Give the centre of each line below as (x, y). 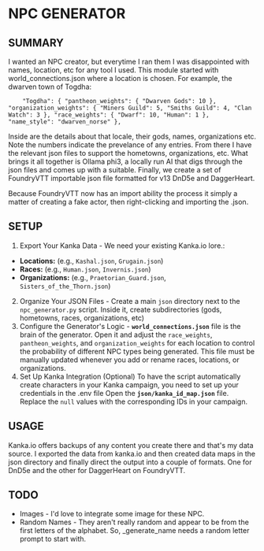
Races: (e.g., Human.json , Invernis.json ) (85, 269)
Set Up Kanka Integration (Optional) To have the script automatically (130, 376)
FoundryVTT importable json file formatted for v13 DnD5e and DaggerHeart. (132, 178)
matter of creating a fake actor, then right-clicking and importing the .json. (128, 202)
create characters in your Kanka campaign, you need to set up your (129, 385)
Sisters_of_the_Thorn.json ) (65, 286)
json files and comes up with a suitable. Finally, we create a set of (115, 170)
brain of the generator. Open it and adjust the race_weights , (116, 335)
